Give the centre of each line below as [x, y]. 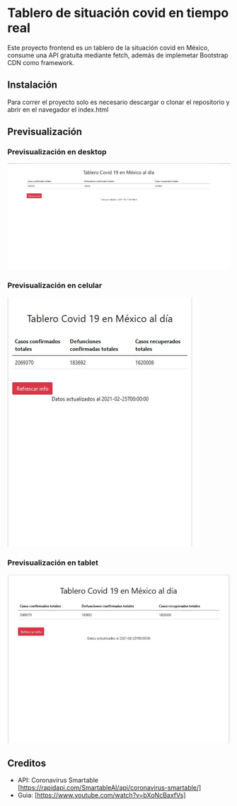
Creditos [27, 763]
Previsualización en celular [55, 286]
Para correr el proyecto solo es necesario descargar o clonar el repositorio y [118, 102]
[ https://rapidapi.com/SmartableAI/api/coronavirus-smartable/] [109, 788]
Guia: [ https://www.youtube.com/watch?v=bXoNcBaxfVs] [102, 795]
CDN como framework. [41, 62]
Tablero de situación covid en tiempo [118, 13]
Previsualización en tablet [53, 563]
